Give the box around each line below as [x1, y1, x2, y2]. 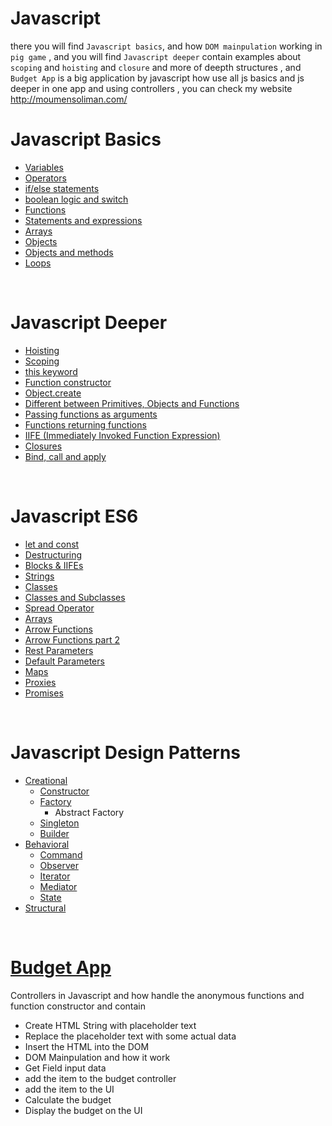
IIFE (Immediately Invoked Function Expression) [24, 429, 221, 441]
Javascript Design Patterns [10, 741, 242, 764]
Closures [24, 440, 63, 452]
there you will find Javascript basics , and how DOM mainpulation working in [10, 40, 323, 52]
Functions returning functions [24, 418, 147, 431]
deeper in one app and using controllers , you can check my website [10, 82, 293, 94]
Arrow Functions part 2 [24, 633, 120, 646]
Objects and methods [24, 246, 114, 258]
